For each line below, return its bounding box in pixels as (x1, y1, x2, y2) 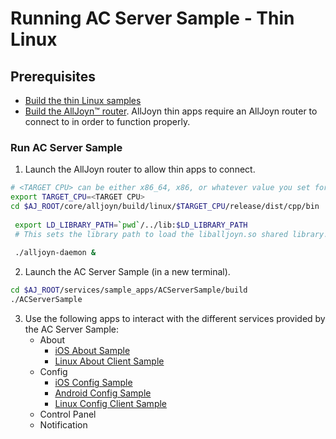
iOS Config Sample (54, 377, 133, 389)
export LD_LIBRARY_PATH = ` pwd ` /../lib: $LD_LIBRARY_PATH (14, 220, 248, 230)
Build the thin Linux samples (24, 95, 142, 106)
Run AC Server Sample (10, 140, 123, 154)
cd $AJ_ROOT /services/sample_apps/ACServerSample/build (10, 285, 248, 296)
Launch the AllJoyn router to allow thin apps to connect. (24, 163, 256, 176)
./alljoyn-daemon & (14, 248, 97, 258)
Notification (39, 419, 88, 431)
